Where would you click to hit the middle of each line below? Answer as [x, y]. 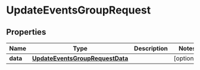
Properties [26, 32]
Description [151, 49]
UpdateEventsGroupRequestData [80, 58]
